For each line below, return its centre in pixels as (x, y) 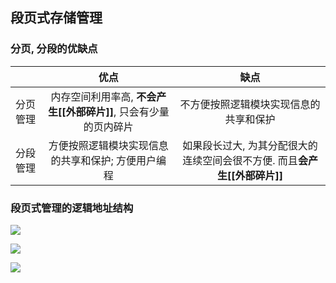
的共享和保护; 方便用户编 (108, 160)
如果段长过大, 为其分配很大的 (250, 145)
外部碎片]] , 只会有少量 (117, 111)
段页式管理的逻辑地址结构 (72, 208)
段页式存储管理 (56, 18)
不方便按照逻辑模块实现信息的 (250, 104)
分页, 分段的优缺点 (54, 49)
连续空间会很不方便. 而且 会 (245, 160)
